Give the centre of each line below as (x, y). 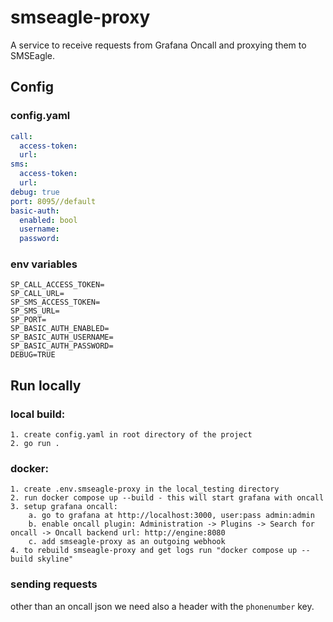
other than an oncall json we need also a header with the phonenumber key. (162, 606)
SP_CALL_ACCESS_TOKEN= (57, 285)
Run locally (46, 385)
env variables (44, 264)
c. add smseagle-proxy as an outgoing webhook (127, 542)
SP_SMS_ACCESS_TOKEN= (55, 302)
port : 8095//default (53, 201)
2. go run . (35, 444)
